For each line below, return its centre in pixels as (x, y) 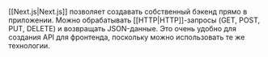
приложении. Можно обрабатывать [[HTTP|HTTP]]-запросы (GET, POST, (134, 20)
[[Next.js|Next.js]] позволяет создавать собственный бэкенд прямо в (128, 12)
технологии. (29, 46)
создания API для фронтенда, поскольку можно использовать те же (127, 37)
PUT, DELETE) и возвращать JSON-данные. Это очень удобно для (122, 28)
